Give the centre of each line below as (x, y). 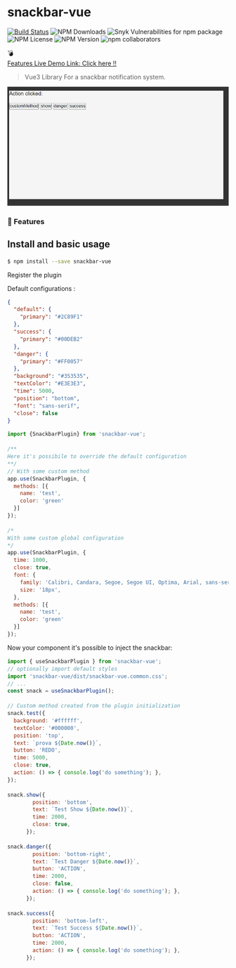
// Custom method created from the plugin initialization (94, 706)
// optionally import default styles (63, 669)
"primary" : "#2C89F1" (51, 317)
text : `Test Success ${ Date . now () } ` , (87, 928)
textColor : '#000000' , (47, 728)
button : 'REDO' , (37, 750)
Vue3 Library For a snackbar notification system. (95, 77)
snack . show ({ (26, 794)
